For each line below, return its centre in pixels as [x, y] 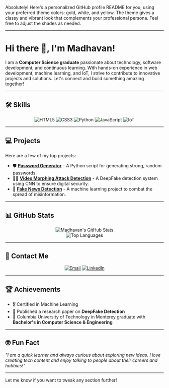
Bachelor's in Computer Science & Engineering [63, 322]
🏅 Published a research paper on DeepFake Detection [69, 311]
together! [15, 84]
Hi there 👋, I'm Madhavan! [60, 49]
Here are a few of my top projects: [41, 155]
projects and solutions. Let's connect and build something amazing [75, 78]
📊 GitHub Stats [30, 215]
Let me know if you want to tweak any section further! [61, 380]
